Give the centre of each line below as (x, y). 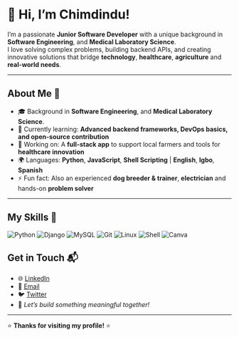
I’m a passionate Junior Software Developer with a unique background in (115, 34)
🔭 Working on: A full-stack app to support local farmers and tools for (119, 144)
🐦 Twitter (32, 294)
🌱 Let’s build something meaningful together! (84, 305)
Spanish (30, 170)
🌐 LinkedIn (33, 279)
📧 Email (29, 286)
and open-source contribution (63, 136)
